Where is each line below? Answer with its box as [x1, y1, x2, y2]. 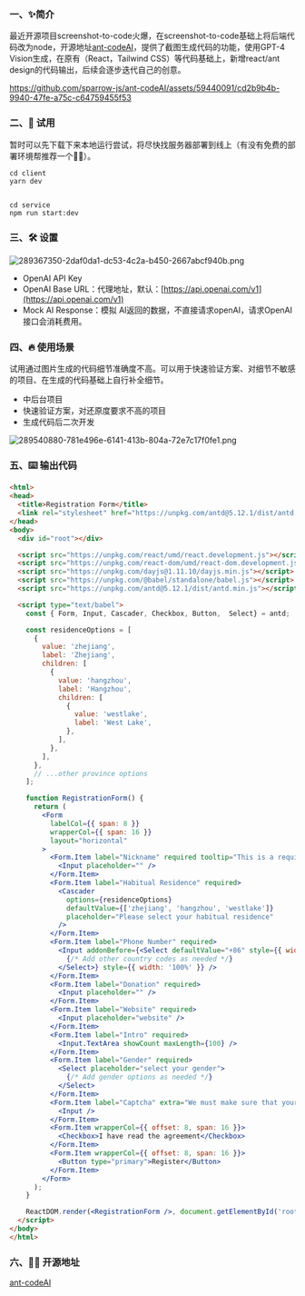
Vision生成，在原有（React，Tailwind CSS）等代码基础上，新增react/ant [9, 53, 280, 65]
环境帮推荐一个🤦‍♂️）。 [16, 150, 96, 161]
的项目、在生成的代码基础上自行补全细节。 [9, 374, 169, 385]
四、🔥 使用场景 [9, 341, 75, 354]
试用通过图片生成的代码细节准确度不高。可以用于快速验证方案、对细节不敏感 [9, 364, 296, 374]
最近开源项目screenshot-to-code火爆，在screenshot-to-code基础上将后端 [9, 30, 288, 42]
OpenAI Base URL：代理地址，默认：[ [22, 284, 164, 294]
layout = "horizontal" [49, 836, 128, 845]
